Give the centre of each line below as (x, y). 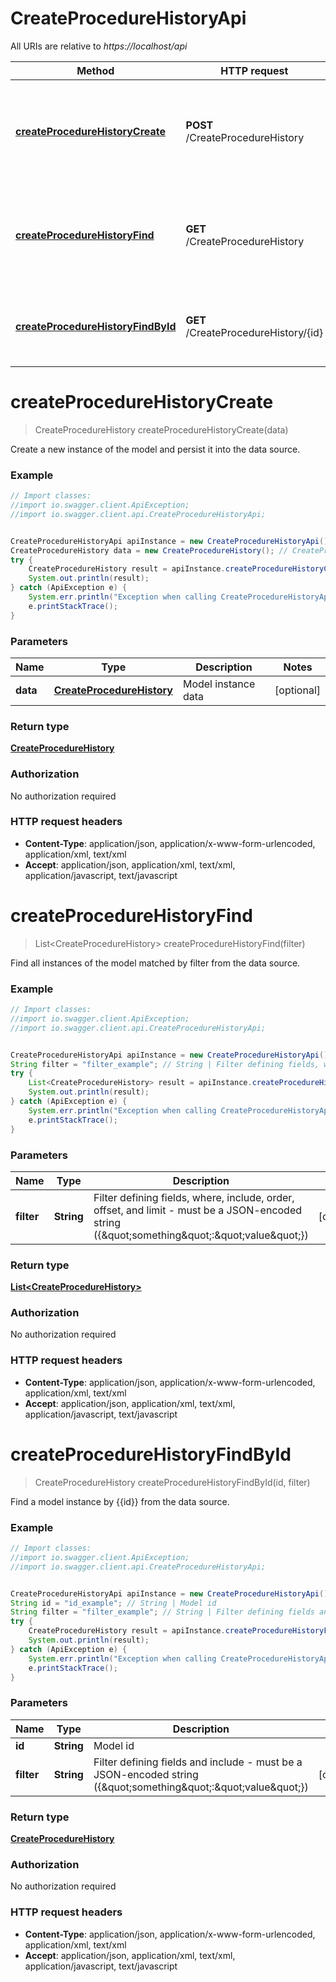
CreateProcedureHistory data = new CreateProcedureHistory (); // (149, 550)
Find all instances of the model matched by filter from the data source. (155, 963)
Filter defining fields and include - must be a (198, 1762)
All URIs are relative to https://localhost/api (99, 46)
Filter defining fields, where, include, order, (194, 1197)
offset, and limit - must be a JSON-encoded (198, 1210)
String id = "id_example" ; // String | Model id (113, 1603)
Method (95, 70)
